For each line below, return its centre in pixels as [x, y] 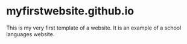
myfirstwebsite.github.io [70, 11]
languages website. [30, 34]
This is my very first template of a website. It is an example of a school [94, 28]
